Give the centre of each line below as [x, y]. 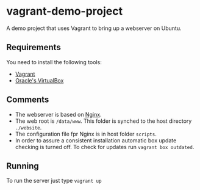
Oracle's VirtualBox [39, 80]
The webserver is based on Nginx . [58, 114]
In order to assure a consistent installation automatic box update [96, 140]
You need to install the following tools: [54, 62]
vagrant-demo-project [65, 11]
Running [23, 166]
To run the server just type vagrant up [54, 181]
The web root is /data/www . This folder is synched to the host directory [103, 121]
